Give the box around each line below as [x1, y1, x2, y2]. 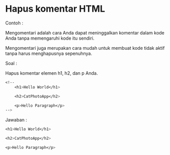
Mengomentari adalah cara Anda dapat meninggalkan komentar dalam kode [5, 29, 164, 36]
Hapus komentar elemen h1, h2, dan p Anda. [5, 70, 98, 76]
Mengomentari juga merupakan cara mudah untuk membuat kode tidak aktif [5, 45, 165, 51]
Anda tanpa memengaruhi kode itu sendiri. [5, 35, 95, 41]
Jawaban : [5, 117, 27, 123]
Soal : [5, 60, 17, 66]
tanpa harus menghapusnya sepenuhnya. [5, 50, 93, 56]
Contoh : [5, 20, 23, 26]
